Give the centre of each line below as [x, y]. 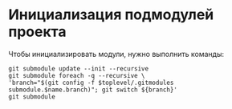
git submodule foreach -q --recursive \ [77, 75]
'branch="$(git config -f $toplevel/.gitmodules [91, 83]
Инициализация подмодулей [111, 15]
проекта [37, 32]
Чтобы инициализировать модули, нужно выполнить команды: [116, 54]
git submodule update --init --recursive [79, 69]
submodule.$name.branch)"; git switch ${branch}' [93, 90]
